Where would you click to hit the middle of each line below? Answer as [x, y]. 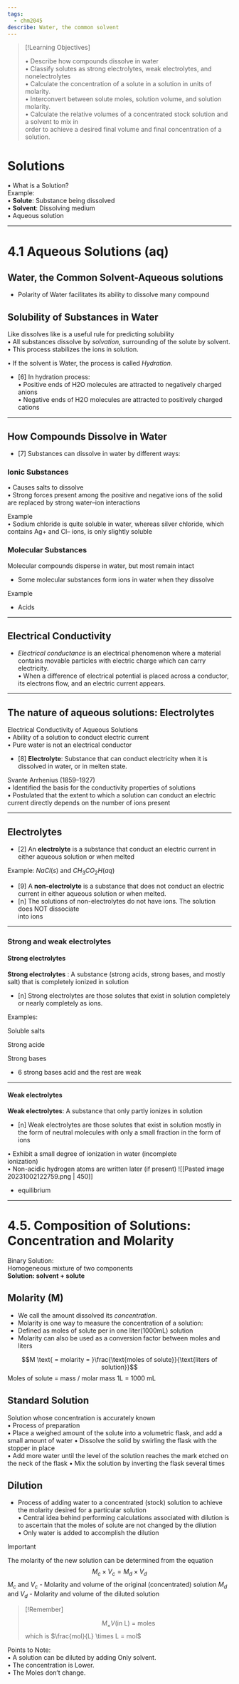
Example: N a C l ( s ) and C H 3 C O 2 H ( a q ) [61, 871]
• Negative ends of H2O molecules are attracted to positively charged [120, 400]
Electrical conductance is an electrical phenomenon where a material [119, 654]
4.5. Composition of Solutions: [99, 1226]
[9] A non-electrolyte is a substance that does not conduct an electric [121, 886]
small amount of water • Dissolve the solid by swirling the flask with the [112, 1440]
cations [28, 408]
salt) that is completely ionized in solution [68, 981]
